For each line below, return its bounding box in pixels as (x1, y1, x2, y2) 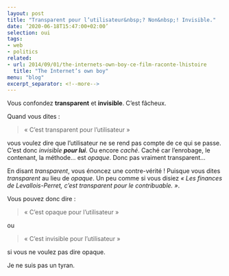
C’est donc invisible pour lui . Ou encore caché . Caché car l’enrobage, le (7, 146, 210, 154)
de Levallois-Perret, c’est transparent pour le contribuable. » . (7, 181, 180, 189)
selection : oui (7, 29, 51, 36)
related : (7, 55, 32, 62)
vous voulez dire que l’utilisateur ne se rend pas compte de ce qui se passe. (7, 139, 221, 148)
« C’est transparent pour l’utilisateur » (23, 126, 130, 134)
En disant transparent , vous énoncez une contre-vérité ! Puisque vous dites (7, 167, 221, 175)
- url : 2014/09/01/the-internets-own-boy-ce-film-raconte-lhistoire (7, 61, 207, 68)
